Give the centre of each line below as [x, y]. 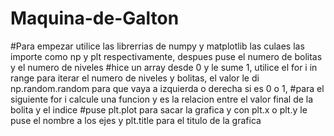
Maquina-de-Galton [95, 18]
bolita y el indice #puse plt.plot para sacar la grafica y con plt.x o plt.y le [159, 109]
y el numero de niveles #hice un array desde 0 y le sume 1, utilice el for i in [164, 67]
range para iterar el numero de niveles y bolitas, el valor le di [135, 78]
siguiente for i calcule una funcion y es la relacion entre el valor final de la [162, 99]
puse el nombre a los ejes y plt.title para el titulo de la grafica [136, 120]
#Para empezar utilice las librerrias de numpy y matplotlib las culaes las [157, 46]
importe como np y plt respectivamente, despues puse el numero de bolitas [166, 56]
